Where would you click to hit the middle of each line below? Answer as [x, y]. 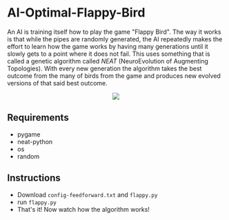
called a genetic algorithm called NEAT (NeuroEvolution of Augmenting [108, 61]
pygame [29, 134]
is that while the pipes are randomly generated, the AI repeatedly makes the [115, 39]
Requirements [38, 118]
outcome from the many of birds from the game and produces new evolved [114, 76]
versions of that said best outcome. [58, 83]
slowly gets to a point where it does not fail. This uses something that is [109, 54]
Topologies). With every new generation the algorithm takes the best [104, 68]
